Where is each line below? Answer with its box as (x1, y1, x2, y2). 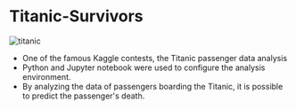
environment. (21, 71, 71, 82)
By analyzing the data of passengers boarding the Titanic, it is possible (21, 81, 284, 91)
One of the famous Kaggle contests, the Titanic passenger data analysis (21, 52, 288, 63)
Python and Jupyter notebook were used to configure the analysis (21, 62, 266, 73)
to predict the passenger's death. (21, 90, 145, 101)
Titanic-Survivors (9, 6, 144, 27)
